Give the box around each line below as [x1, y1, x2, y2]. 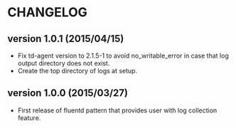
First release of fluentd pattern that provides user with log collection [17, 106, 218, 114]
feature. [17, 113, 41, 122]
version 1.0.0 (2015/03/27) [7, 87, 128, 100]
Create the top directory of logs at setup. [17, 67, 137, 75]
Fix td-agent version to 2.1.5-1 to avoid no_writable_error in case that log [17, 51, 229, 60]
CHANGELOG [7, 4, 87, 21]
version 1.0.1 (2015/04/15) [7, 33, 124, 45]
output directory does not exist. [17, 59, 110, 68]
